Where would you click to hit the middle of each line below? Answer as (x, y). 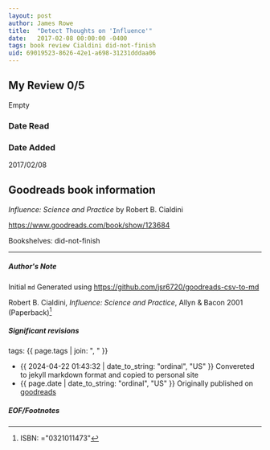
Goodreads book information (82, 190)
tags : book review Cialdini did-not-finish (82, 46)
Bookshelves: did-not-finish (54, 240)
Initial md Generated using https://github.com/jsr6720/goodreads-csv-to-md (134, 287)
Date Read (29, 125)
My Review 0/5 (47, 86)
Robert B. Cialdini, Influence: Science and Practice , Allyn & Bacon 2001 (126, 302)
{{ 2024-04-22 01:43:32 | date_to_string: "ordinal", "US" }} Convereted (137, 366)
